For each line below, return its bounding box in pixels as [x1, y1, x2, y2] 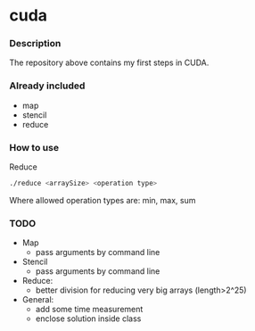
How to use [9, 141, 60, 153]
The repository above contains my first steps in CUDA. [9, 57, 210, 68]
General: [21, 294, 54, 305]
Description [9, 37, 62, 50]
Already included [9, 79, 86, 92]
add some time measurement [35, 304, 144, 315]
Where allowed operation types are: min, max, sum [9, 194, 196, 205]
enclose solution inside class [35, 313, 142, 324]
